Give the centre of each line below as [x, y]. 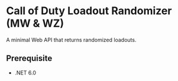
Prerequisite [29, 58]
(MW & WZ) [35, 23]
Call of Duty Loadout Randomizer [89, 11]
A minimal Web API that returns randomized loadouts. [71, 40]
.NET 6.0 [25, 73]
